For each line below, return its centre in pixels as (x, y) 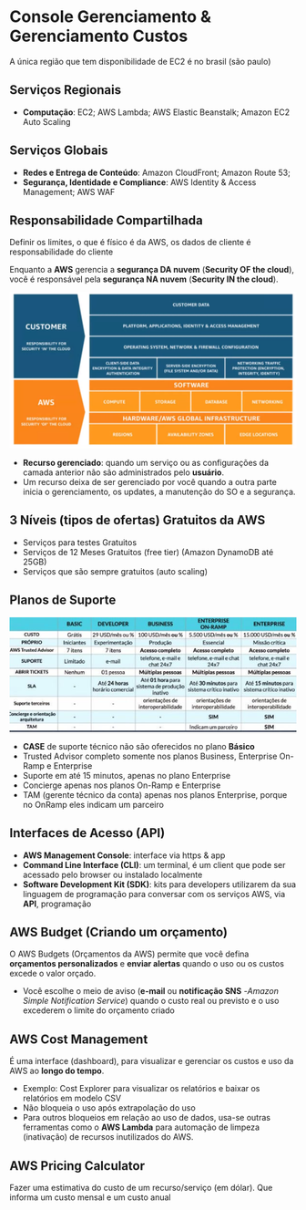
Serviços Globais (59, 151)
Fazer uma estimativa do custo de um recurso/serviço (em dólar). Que (141, 1188)
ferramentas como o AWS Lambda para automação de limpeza (141, 1127)
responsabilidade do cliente (61, 252)
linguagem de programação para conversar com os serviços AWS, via (154, 894)
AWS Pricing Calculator (77, 1166)
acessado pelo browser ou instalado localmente (112, 874)
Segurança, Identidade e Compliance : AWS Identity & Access (139, 182)
